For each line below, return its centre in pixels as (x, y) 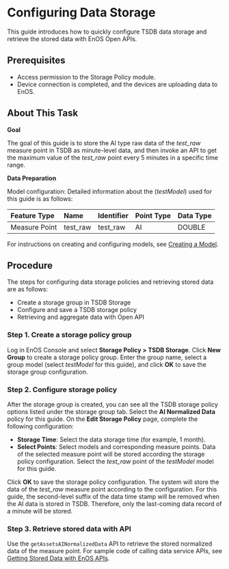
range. (16, 165)
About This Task (43, 113)
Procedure (30, 265)
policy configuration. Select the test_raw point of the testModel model (115, 461)
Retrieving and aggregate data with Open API (81, 317)
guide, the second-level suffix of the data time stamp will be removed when (113, 496)
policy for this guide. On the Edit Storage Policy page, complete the (103, 419)
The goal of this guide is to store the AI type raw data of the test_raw (104, 143)
